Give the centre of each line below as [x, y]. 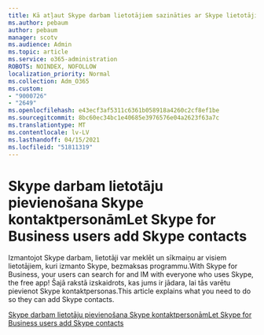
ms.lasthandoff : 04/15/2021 [54, 140]
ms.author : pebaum [38, 23]
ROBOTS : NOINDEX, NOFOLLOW [52, 67]
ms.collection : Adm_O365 [49, 81]
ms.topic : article [38, 52]
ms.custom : [26, 88]
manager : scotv [33, 37]
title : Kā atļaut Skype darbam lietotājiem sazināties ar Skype [115, 15]
